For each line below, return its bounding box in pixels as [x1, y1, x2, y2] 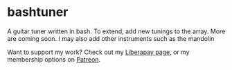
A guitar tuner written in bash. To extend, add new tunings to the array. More [7, 27, 226, 35]
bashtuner [7, 4, 69, 20]
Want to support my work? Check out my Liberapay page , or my [7, 48, 190, 56]
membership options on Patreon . [7, 55, 101, 63]
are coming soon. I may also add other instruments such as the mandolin [7, 34, 215, 42]
